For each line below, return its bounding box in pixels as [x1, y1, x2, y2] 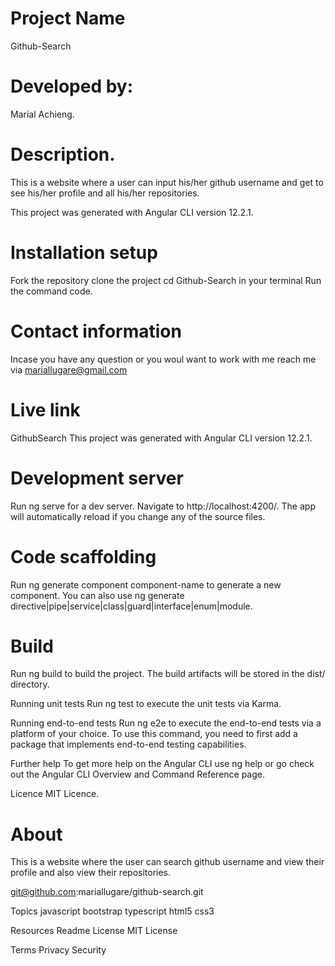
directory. [10, 678, 50, 691]
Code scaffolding [10, 545, 157, 568]
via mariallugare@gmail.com [10, 363, 128, 376]
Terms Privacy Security [10, 944, 107, 956]
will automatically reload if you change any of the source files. [10, 510, 266, 522]
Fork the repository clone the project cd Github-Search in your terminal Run [10, 274, 322, 286]
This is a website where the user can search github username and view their [10, 856, 325, 868]
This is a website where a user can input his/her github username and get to [10, 176, 324, 188]
